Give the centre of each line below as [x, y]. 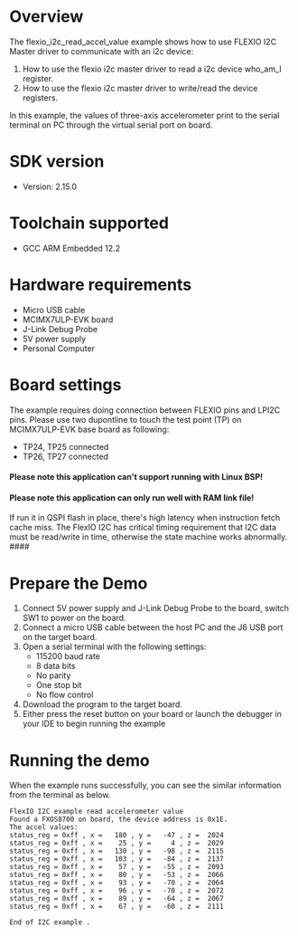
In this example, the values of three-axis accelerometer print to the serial [144, 115]
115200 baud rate [68, 656]
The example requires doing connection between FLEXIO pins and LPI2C [145, 410]
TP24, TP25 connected [65, 446]
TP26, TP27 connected [65, 456]
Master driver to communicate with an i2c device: [102, 51]
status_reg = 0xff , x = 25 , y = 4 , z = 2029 [116, 844]
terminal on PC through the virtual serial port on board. [111, 125]
